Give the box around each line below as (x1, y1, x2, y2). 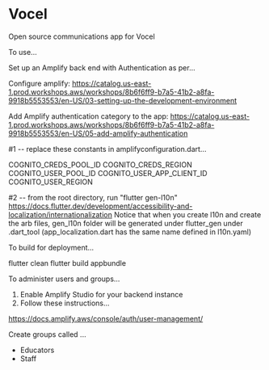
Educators (19, 345, 55, 355)
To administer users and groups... (8, 274, 120, 284)
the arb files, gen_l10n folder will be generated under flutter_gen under (8, 218, 244, 228)
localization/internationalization (8, 209, 113, 219)
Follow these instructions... (19, 298, 111, 308)
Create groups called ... (8, 329, 86, 339)
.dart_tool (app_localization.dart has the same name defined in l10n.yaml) (8, 227, 252, 237)
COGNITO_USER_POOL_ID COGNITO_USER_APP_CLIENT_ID (8, 168, 208, 178)
